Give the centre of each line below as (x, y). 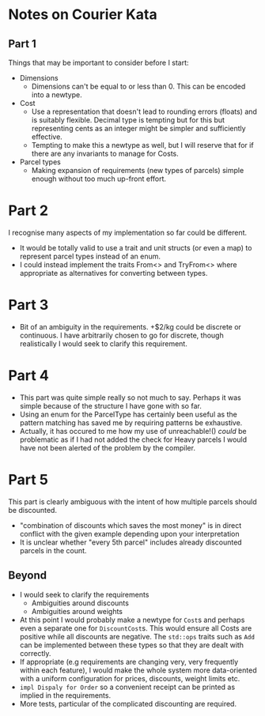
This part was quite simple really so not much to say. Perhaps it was (130, 398)
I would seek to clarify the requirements (84, 594)
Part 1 (23, 44)
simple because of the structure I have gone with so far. (110, 405)
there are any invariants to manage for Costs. (105, 153)
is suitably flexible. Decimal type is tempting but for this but (128, 120)
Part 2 (28, 211)
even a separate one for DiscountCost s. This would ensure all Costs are (136, 628)
